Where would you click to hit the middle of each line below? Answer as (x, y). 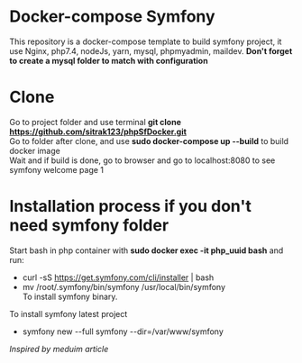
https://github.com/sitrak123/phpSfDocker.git (98, 132)
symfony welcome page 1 (57, 169)
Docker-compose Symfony (112, 17)
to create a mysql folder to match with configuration (109, 60)
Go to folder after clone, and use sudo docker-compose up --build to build (149, 141)
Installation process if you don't (131, 207)
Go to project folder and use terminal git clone (96, 122)
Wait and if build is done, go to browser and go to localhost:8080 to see (142, 160)
